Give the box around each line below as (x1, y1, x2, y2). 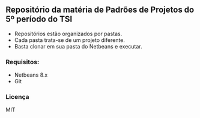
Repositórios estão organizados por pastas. (14, 30, 123, 37)
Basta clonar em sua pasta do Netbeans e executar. (14, 43, 142, 50)
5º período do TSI (5, 14, 73, 25)
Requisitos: (5, 58, 40, 66)
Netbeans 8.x (14, 71, 48, 78)
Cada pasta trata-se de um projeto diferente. (14, 36, 126, 44)
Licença (5, 93, 29, 101)
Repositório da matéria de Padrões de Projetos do (5, 5, 195, 15)
